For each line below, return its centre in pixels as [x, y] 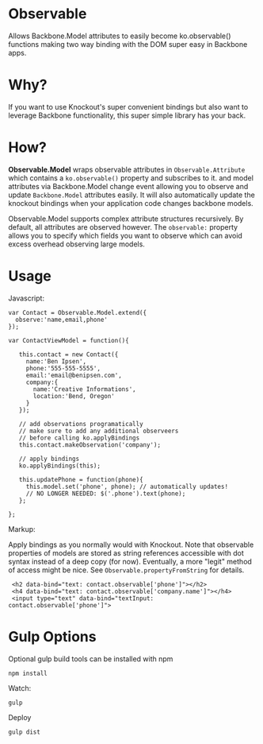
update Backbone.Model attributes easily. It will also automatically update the [131, 195]
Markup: [22, 529]
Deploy [20, 717]
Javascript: [27, 298]
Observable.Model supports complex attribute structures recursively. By [126, 219]
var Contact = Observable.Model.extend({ [78, 312]
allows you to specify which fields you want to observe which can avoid [126, 235]
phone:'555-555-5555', [63, 368]
